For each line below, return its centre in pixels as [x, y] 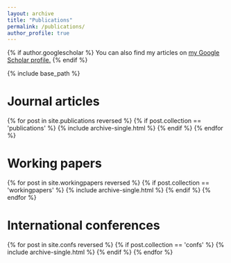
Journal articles [53, 102]
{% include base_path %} [44, 74]
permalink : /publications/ [46, 26]
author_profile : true [38, 33]
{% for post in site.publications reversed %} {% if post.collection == [104, 121]
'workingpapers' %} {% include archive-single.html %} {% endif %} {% [109, 190]
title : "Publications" [40, 20]
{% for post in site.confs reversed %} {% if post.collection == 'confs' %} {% [116, 245]
